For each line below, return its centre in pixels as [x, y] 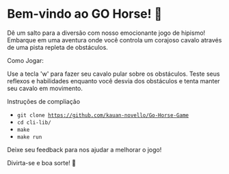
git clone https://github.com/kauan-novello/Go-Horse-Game [103, 115]
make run [29, 137]
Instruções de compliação [44, 101]
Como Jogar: [26, 60]
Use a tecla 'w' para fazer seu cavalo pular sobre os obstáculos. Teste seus [113, 74]
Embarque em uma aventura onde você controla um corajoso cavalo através [114, 40]
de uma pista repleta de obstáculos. [57, 47]
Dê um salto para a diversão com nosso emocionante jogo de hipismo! [106, 33]
